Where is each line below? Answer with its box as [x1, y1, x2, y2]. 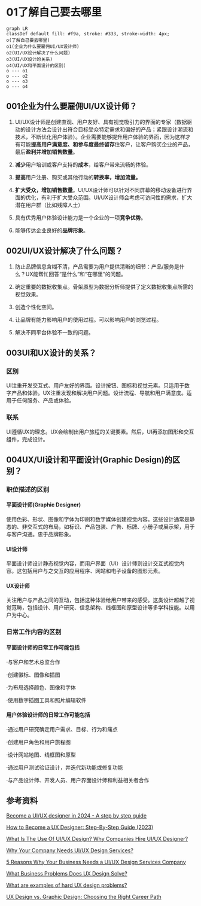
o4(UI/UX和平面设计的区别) [6, 62, 66, 69]
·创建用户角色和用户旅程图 [6, 738, 71, 745]
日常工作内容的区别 [6, 628, 62, 636]
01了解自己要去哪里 [6, 5, 102, 19]
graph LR [6, 25, 28, 32]
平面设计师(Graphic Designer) [6, 501, 81, 508]
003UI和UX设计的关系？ [6, 347, 97, 358]
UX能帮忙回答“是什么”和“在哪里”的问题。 [25, 270, 127, 277]
